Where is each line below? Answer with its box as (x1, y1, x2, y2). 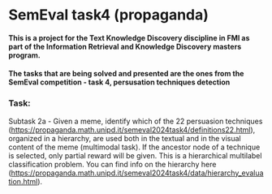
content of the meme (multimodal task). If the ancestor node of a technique (8, 142, 261, 152)
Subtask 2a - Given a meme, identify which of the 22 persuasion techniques (8, 116, 263, 126)
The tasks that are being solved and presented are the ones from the (8, 69, 244, 79)
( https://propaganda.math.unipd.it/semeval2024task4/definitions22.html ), (8, 124, 256, 135)
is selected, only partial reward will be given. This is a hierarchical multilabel (8, 150, 262, 160)
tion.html (8, 176, 38, 186)
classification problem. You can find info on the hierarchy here (8, 159, 217, 169)
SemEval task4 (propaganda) (8, 6, 209, 24)
